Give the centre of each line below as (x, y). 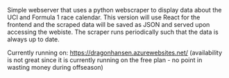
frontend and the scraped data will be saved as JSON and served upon (109, 25)
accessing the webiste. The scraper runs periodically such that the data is (113, 32)
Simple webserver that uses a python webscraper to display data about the (114, 10)
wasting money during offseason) (56, 67)
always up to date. (34, 39)
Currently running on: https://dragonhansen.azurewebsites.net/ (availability (115, 52)
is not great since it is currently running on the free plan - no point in (105, 60)
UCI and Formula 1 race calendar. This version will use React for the (104, 17)
